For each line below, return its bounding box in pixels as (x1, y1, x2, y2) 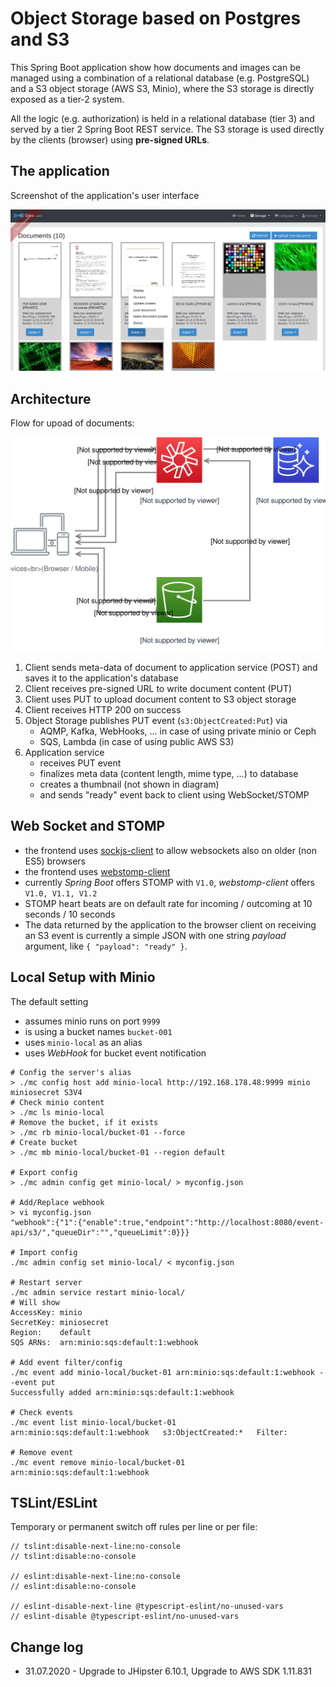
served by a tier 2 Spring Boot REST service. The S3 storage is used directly (10, 123, 325, 135)
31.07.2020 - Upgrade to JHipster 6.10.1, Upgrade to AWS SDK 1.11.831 (24, 1665, 312, 1677)
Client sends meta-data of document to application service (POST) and (24, 662, 318, 673)
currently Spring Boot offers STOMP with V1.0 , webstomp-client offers (24, 876, 315, 888)
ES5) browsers (24, 855, 86, 867)
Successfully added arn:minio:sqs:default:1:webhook (10, 1387, 235, 1397)
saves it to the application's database (24, 672, 179, 684)
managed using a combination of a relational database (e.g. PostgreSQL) (10, 72, 310, 84)
